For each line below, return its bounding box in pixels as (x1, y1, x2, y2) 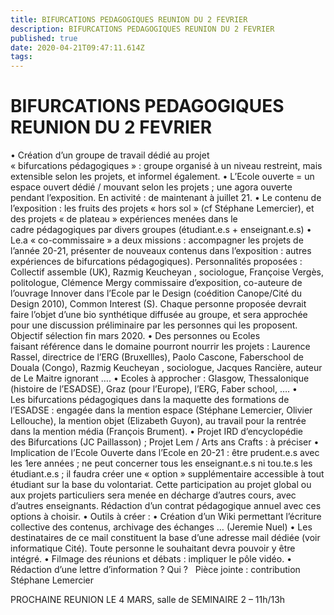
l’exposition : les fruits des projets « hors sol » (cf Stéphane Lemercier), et (10, 202, 315, 215)
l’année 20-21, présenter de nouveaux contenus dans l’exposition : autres (10, 245, 312, 257)
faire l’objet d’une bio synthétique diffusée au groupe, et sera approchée (10, 309, 308, 321)
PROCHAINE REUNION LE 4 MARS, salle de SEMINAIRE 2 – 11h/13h (10, 594, 286, 606)
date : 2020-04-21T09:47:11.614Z (10, 42, 145, 53)
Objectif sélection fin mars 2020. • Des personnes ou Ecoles (10, 330, 261, 342)
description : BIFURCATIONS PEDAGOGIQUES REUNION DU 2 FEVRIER (10, 24, 275, 34)
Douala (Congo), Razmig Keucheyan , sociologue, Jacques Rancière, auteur (10, 362, 323, 374)
